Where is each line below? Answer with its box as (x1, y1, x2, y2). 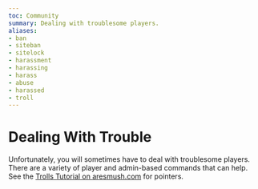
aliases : (8, 26, 38, 34)
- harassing (8, 64, 48, 72)
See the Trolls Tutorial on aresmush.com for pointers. (8, 171, 184, 181)
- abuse (8, 78, 34, 86)
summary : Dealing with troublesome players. (8, 19, 159, 27)
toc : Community (8, 11, 59, 20)
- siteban (8, 42, 42, 50)
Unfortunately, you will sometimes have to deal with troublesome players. (8, 155, 251, 164)
